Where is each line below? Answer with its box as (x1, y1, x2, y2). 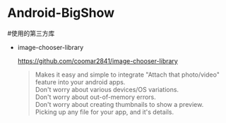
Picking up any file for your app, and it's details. (35, 108, 174, 116)
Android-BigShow (7, 5, 115, 21)
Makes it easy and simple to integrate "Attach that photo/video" (35, 70, 220, 79)
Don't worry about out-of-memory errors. (35, 93, 157, 101)
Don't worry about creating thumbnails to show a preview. (35, 100, 204, 108)
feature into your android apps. (35, 77, 126, 86)
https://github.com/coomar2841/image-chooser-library (17, 56, 178, 65)
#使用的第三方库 (7, 29, 55, 37)
